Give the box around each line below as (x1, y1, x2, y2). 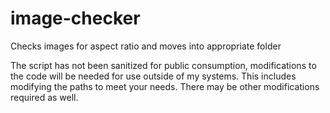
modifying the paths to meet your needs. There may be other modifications (10, 80, 320, 92)
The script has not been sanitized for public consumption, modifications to (10, 59, 317, 71)
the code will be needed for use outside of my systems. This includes (10, 70, 297, 82)
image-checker (10, 7, 141, 30)
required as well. (10, 91, 79, 103)
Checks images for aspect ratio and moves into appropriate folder (10, 40, 282, 52)
